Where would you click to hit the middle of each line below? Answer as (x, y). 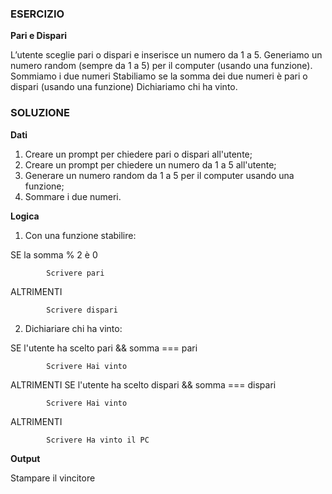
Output (25, 458)
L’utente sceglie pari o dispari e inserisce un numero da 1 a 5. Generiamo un (166, 55)
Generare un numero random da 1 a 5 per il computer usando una (159, 175)
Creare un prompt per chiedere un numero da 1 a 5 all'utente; (150, 164)
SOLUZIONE (40, 113)
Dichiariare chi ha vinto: (73, 328)
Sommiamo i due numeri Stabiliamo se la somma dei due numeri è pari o (159, 76)
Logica (25, 216)
